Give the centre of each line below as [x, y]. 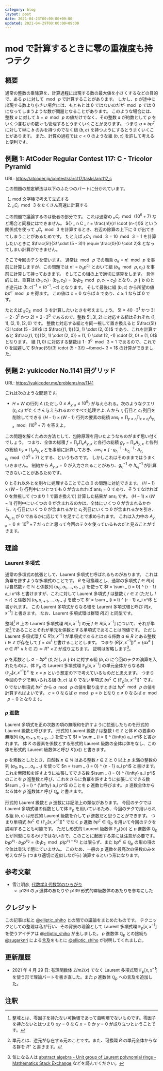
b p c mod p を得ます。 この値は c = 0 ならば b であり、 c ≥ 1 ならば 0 [75, 293]
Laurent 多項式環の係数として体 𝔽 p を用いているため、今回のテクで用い [76, 809]
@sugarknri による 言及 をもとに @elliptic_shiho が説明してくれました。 [76, 940]
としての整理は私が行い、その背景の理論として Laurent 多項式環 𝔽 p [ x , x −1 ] [83, 927]
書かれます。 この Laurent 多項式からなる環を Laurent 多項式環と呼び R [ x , [79, 607]
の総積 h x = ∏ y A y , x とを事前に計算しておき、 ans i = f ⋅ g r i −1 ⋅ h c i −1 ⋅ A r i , [74, 450]
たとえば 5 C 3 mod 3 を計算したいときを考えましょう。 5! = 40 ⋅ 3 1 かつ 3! [80, 310]
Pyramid [18, 167]
